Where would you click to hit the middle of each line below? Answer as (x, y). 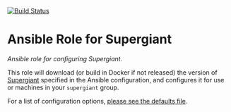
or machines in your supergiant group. (63, 87)
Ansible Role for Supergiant (90, 39)
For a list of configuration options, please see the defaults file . (97, 101)
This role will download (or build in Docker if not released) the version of (112, 72)
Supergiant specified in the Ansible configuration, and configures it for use (116, 80)
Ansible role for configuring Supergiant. (65, 58)
